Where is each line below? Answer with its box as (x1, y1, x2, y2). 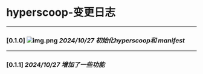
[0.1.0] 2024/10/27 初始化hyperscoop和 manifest (6, 36, 185, 44)
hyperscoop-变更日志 (6, 5, 116, 19)
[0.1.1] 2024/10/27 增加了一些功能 (6, 61, 105, 69)
